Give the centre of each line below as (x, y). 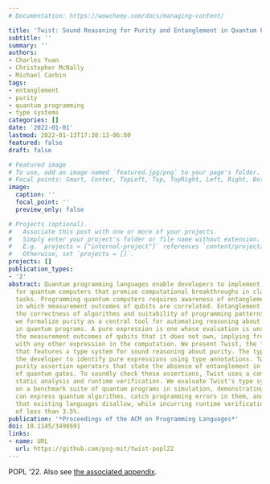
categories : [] (34, 120)
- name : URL (28, 441)
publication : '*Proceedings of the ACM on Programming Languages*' (124, 419)
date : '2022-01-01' (41, 128)
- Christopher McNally (46, 68)
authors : (23, 53)
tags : (17, 83)
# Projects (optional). (48, 224)
